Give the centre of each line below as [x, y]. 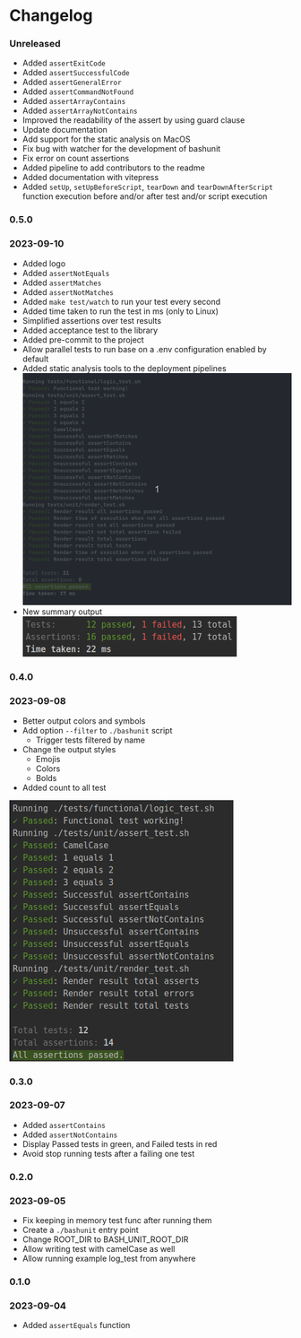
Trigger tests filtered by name [90, 740]
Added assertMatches [62, 282]
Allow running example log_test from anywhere [109, 1259]
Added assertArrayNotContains [80, 111]
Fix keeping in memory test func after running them [117, 1221]
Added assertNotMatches [68, 291]
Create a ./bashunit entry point [80, 1230]
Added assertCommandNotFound [78, 91]
